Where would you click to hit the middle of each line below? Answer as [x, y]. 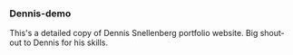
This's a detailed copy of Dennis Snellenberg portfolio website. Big [134, 33]
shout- [273, 33]
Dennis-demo [40, 14]
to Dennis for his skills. [66, 42]
